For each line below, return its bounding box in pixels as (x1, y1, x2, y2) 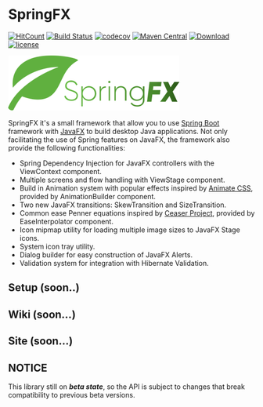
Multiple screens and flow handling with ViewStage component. (19, 175, 225, 184)
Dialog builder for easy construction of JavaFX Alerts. (19, 249, 193, 260)
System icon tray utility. (19, 242, 95, 251)
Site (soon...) (8, 335, 73, 348)
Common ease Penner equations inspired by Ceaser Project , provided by (19, 208, 255, 217)
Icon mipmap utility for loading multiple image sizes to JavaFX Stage (19, 225, 240, 234)
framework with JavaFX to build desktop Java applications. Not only (8, 126, 229, 136)
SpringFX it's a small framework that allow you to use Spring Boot (8, 118, 220, 127)
